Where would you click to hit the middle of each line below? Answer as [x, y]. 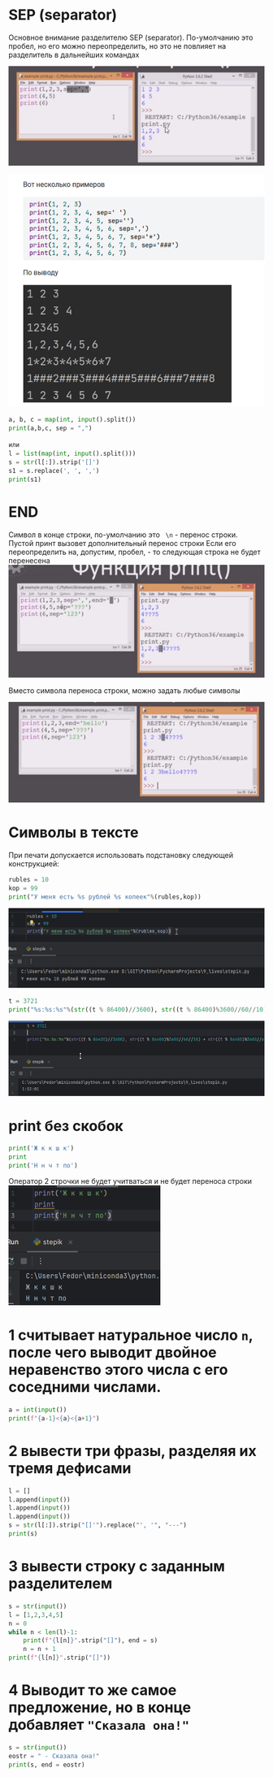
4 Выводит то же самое [93, 1690]
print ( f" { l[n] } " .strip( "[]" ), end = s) [91, 1640]
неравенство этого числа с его [118, 1370]
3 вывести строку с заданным [117, 1567]
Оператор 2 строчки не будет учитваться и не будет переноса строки [130, 1181]
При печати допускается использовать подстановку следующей [121, 855]
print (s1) [25, 479]
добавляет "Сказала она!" [99, 1725]
